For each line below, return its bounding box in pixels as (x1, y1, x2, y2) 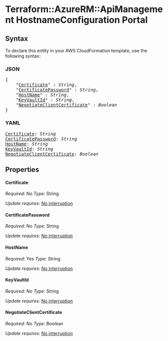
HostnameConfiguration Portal (16, 14, 148, 26)
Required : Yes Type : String (5, 255, 61, 261)
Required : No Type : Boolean (5, 321, 64, 326)
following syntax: (5, 53, 41, 59)
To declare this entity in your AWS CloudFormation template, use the (5, 48, 147, 53)
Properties (5, 165, 39, 174)
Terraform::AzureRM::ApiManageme (5, 4, 163, 15)
